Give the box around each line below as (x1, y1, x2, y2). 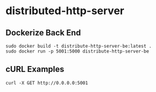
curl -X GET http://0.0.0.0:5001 (5, 80, 88, 86)
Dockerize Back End (5, 28, 81, 38)
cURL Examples (5, 64, 65, 74)
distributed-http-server (5, 4, 125, 18)
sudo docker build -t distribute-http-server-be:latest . (5, 43, 152, 49)
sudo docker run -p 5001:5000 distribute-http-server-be (5, 48, 149, 54)
